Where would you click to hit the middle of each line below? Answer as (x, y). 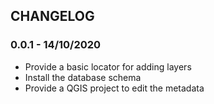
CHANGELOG (52, 16)
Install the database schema (83, 77)
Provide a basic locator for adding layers (108, 66)
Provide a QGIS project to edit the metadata (114, 88)
